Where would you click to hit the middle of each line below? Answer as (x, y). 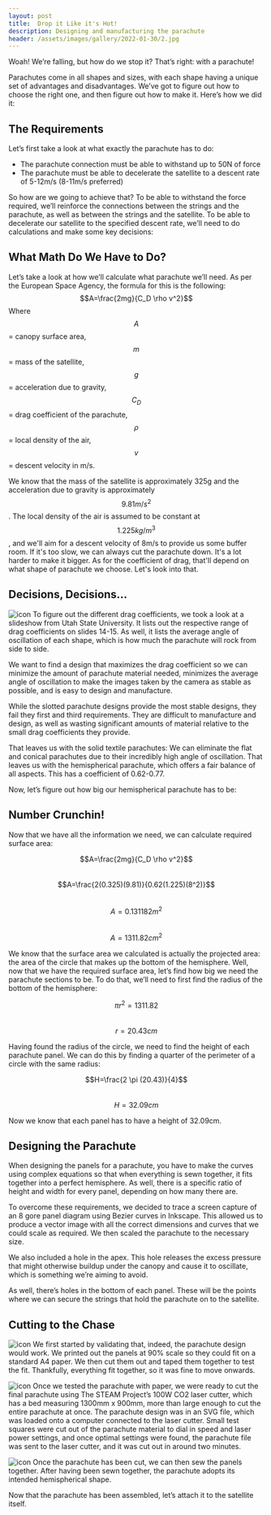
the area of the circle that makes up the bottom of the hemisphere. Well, (129, 962)
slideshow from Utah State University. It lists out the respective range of (129, 623)
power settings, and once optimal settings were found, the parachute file (130, 1438)
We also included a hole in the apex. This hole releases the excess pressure (135, 1257)
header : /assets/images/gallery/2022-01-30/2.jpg (94, 39)
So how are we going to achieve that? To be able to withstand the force (127, 198)
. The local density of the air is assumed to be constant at (104, 516)
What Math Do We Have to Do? (87, 257)
